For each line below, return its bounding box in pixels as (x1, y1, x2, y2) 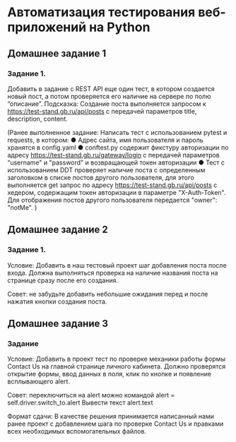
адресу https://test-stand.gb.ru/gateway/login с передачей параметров (7, 150, 220, 159)
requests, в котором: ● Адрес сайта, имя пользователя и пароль (7, 136, 203, 144)
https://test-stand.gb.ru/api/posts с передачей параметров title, (7, 107, 197, 115)
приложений (7, 19, 87, 35)
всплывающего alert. (7, 377, 71, 386)
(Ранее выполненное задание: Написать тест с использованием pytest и (7, 128, 228, 136)
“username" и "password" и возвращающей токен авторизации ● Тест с (7, 158, 225, 167)
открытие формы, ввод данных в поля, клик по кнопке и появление (7, 370, 212, 378)
